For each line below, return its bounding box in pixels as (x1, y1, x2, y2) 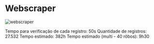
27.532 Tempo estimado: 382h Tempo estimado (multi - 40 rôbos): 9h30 (5, 33, 150, 39)
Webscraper (5, 3, 56, 14)
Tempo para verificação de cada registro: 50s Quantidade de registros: (5, 28, 147, 34)
